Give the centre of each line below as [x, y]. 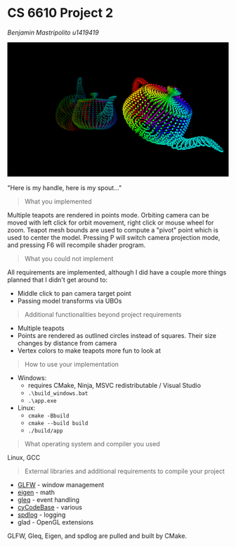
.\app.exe [42, 401]
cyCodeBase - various [50, 507]
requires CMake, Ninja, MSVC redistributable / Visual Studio [114, 385]
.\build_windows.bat [58, 393]
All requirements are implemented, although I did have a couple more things [117, 272]
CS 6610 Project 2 [60, 13]
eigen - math [36, 492]
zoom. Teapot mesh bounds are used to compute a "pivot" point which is [113, 230]
